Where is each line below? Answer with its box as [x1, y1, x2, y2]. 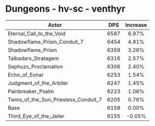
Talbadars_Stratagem [8, 54, 59, 61]
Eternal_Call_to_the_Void [8, 30, 66, 37]
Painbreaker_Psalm [8, 87, 54, 94]
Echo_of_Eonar [8, 71, 44, 78]
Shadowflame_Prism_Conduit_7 [8, 38, 84, 45]
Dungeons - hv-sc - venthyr [5, 3, 126, 15]
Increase [125, 21, 147, 28]
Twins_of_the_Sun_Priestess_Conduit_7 [8, 96, 102, 103]
